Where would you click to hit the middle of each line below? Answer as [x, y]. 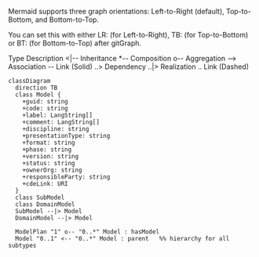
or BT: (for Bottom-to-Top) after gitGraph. [75, 43]
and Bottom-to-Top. [67, 20]
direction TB [36, 88]
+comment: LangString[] [61, 122]
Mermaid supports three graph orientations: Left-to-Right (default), [117, 11]
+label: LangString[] [57, 115]
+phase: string [47, 150]
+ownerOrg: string [52, 170]
